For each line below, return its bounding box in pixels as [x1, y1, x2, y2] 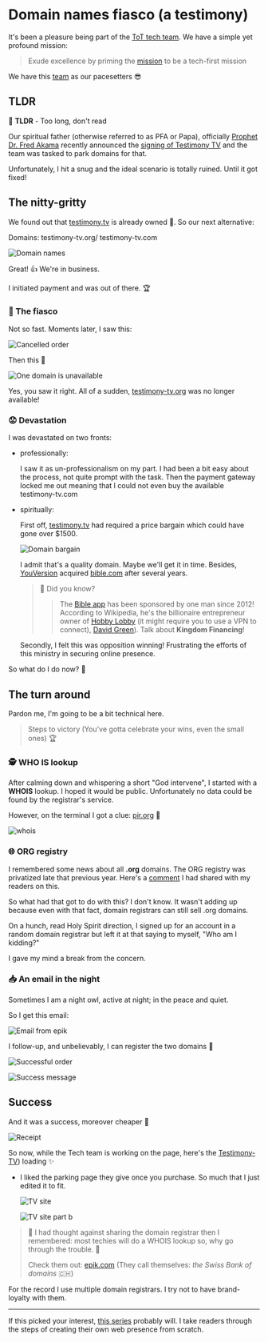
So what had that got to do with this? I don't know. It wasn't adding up [8, 896, 238, 906]
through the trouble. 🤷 [27, 1244, 100, 1254]
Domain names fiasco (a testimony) [8, 6, 249, 24]
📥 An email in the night [8, 974, 100, 985]
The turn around [8, 687, 91, 701]
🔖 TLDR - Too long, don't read [8, 116, 108, 126]
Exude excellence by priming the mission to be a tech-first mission [27, 56, 247, 66]
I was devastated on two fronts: [8, 433, 112, 443]
